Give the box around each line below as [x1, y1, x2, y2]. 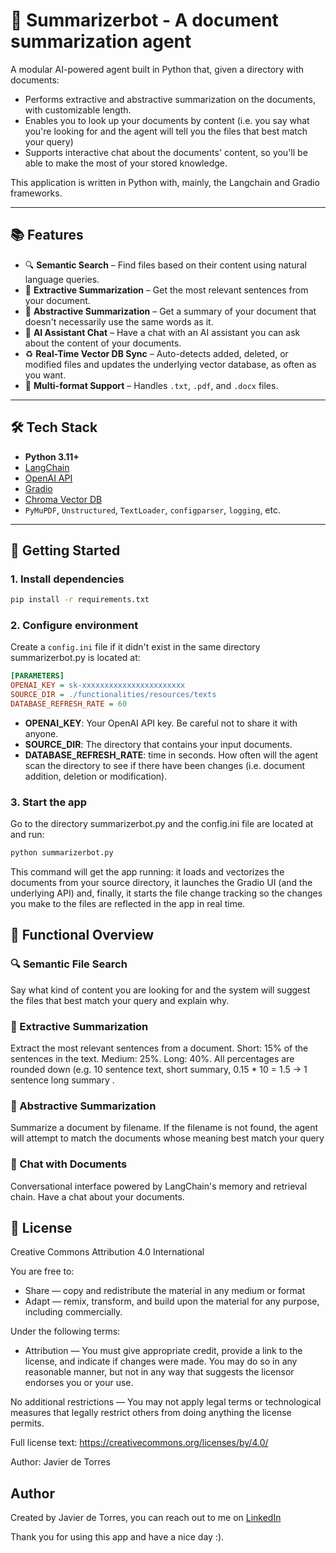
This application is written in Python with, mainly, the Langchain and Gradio [10, 176, 320, 188]
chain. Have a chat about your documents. [10, 1190, 185, 1203]
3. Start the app [10, 795, 88, 809]
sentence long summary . [10, 1074, 115, 1086]
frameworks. [10, 187, 63, 199]
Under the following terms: [10, 1325, 121, 1338]
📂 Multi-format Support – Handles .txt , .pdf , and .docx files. [24, 379, 279, 391]
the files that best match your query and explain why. [10, 994, 230, 1006]
